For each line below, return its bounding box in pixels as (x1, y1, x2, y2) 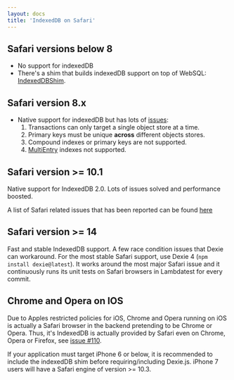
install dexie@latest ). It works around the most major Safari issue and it (7, 260, 220, 268)
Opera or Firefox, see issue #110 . (7, 336, 102, 345)
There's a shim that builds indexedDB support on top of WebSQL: (17, 69, 207, 77)
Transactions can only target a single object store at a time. (27, 123, 200, 132)
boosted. (7, 191, 33, 201)
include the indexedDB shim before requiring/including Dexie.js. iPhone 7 (7, 357, 219, 366)
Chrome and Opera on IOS (7, 295, 124, 307)
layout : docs (7, 10, 46, 18)
